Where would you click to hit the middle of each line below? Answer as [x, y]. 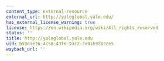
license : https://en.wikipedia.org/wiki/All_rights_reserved [82, 28]
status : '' [19, 33]
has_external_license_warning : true [51, 22]
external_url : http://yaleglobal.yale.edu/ [60, 17]
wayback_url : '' [26, 49]
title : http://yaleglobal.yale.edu [49, 38]
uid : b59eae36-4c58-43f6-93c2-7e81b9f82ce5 [60, 44]
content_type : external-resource [47, 11]
